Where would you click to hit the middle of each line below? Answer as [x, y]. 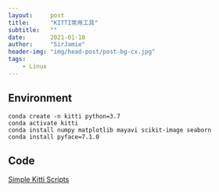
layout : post [36, 15]
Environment [40, 98]
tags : [17, 60]
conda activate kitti [43, 123]
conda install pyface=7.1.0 [54, 137]
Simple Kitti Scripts [39, 179]
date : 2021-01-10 [47, 37]
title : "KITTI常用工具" [53, 23]
